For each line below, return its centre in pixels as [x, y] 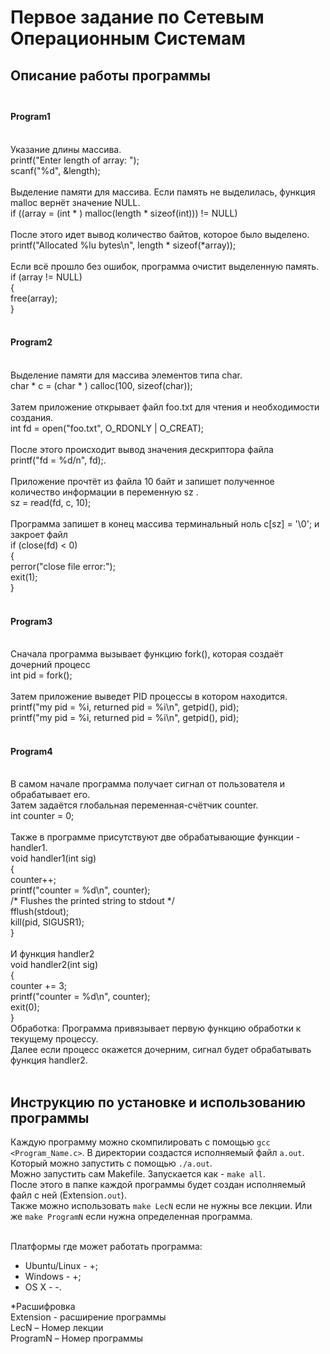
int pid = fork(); [41, 675]
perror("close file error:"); [63, 566]
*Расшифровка [43, 1307]
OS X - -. [43, 1287]
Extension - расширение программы [88, 1317]
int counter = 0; [42, 816]
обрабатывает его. [50, 795]
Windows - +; [53, 1277]
